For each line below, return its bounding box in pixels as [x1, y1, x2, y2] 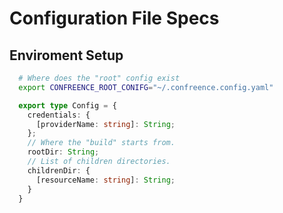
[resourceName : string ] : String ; [35, 175, 176, 185]
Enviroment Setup [9, 47, 124, 64]
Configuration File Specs [9, 7, 220, 30]
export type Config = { [18, 100, 117, 111]
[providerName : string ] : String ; [35, 119, 176, 129]
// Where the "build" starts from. [27, 138, 176, 148]
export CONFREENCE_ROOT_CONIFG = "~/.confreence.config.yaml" [18, 82, 274, 92]
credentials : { [27, 110, 91, 120]
